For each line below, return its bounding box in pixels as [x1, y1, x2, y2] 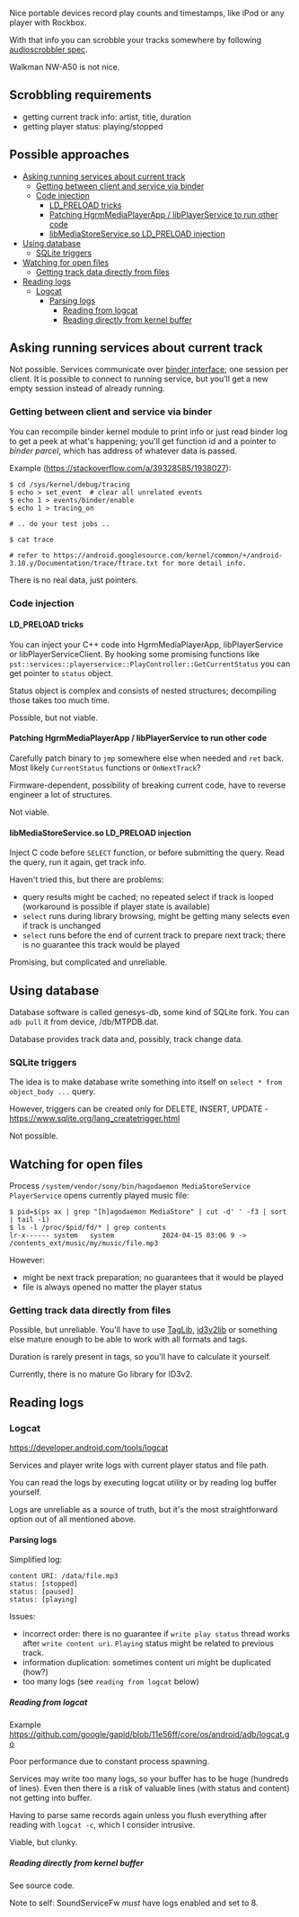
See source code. [9, 1880, 75, 1891]
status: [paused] [9, 1587, 75, 1597]
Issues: [9, 1611, 36, 1622]
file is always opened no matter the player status [22, 1281, 203, 1293]
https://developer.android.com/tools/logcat [9, 1442, 169, 1453]
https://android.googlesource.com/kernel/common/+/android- [53, 550, 283, 560]
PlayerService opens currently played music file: [9, 1190, 190, 1201]
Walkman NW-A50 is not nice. [9, 62, 120, 72]
